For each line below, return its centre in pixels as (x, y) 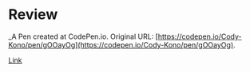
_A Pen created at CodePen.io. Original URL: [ (83, 36)
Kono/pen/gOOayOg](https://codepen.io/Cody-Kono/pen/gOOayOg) (121, 44)
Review (33, 15)
